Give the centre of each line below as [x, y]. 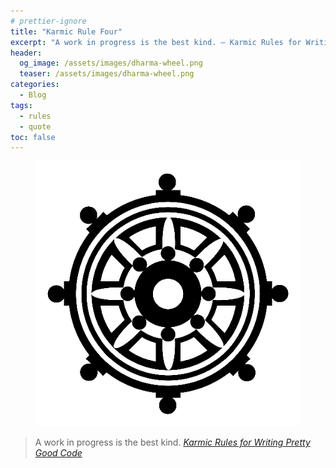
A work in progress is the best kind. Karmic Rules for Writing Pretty [172, 442]
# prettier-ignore [48, 21]
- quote [35, 126]
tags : [21, 105]
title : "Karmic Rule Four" [66, 31]
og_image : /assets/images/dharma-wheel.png [111, 63]
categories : [35, 85]
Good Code [58, 453]
